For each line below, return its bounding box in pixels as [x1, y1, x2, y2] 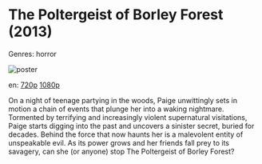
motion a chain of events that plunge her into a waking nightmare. [8, 104, 224, 114]
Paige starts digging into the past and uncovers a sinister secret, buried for [8, 121, 255, 130]
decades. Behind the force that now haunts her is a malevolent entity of [8, 130, 244, 139]
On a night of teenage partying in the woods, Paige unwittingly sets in [8, 95, 238, 105]
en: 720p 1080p [8, 80, 60, 90]
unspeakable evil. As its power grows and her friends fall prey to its [8, 138, 230, 147]
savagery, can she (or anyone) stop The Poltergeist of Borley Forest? [8, 146, 235, 156]
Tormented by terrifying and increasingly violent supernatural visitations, [8, 112, 248, 122]
